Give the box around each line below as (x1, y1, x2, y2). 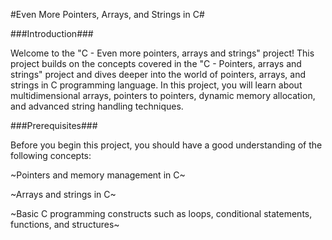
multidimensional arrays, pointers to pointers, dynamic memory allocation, (10, 90, 316, 101)
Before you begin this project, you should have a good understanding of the (10, 139, 323, 151)
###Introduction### (10, 28, 94, 39)
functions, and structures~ (10, 219, 120, 230)
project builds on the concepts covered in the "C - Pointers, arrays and (10, 58, 302, 69)
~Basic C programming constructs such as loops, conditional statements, (10, 208, 313, 219)
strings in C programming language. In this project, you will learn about (10, 79, 303, 91)
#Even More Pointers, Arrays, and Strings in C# (10, 9, 205, 20)
